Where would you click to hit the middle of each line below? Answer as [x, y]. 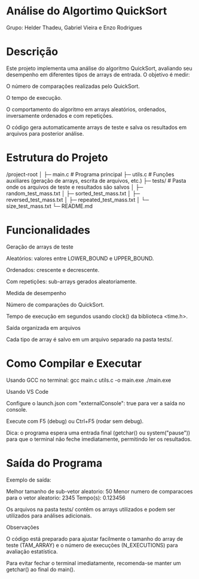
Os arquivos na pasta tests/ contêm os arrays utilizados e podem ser [91, 509]
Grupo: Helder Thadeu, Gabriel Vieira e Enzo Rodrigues [74, 27]
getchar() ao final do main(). [41, 569]
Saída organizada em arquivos [43, 327]
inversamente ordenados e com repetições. [60, 115]
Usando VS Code [27, 391]
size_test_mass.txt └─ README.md [50, 206]
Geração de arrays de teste [40, 247]
